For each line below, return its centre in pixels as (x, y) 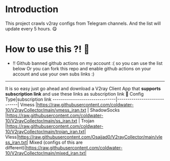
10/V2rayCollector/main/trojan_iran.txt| (46, 131)
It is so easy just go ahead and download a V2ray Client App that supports (83, 88)
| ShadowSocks (103, 110)
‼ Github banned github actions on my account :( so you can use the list (88, 63)
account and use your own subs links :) (53, 74)
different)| (16, 147)
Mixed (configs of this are (56, 142)
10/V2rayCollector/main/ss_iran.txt (41, 120)
